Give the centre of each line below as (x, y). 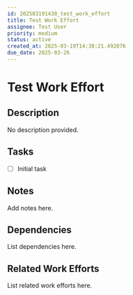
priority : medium (32, 33)
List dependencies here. (42, 247)
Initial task (32, 168)
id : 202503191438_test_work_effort (59, 14)
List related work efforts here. (50, 286)
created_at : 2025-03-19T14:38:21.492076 (67, 46)
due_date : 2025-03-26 (39, 53)
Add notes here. (30, 208)
